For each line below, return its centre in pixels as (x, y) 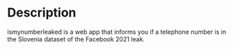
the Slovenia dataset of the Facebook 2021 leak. (76, 39)
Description (42, 13)
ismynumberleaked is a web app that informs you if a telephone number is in (117, 32)
